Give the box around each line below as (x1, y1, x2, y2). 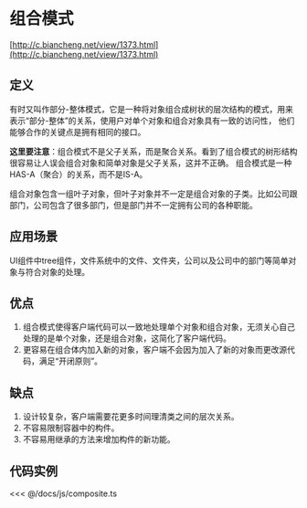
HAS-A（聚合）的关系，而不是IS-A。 (9, 168, 148, 179)
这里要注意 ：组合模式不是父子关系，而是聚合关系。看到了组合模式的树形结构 (9, 145, 298, 156)
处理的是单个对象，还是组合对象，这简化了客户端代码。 (22, 333, 231, 344)
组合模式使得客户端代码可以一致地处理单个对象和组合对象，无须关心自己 (22, 322, 295, 333)
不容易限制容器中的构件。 (22, 422, 120, 434)
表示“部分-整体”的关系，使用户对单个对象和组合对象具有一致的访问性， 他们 (9, 115, 295, 126)
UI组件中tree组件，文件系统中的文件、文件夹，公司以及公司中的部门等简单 (9, 255, 290, 266)
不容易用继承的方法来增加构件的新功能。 (22, 434, 175, 445)
